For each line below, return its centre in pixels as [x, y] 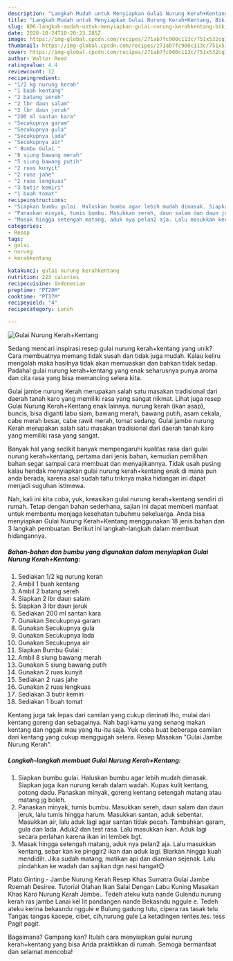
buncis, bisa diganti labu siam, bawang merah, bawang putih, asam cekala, [115, 413]
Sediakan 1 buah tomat [50, 701]
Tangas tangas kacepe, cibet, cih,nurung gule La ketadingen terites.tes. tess [116, 916]
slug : [16, 26]
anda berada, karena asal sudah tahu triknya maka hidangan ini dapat [107, 478]
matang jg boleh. [42, 800]
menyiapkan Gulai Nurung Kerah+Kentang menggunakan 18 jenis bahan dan [116, 521]
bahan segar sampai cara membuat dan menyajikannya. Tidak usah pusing [114, 464]
